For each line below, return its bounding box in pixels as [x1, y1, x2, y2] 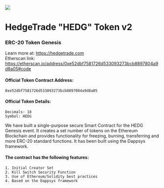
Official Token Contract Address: [5, 77, 74, 83]
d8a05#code [5, 66, 31, 72]
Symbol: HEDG [5, 114, 32, 119]
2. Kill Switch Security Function [5, 170, 76, 175]
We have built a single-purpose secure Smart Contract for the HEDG [5, 122, 143, 128]
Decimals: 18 [5, 109, 32, 114]
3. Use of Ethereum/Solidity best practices [5, 174, 98, 179]
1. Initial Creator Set [5, 165, 54, 171]
